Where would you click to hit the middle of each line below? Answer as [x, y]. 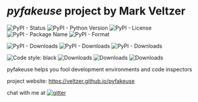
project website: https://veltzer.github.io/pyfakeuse [71, 81]
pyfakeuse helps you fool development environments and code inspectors [100, 69]
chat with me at [26, 92]
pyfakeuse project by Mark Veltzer [96, 11]
